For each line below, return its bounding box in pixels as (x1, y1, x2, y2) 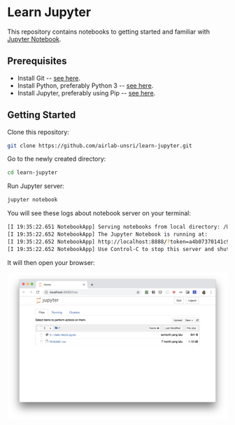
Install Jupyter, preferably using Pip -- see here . (17, 88, 156, 97)
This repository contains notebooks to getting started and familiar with (7, 27, 210, 36)
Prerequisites (7, 55, 67, 67)
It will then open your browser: (7, 258, 96, 267)
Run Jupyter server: (7, 182, 65, 190)
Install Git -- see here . (17, 74, 80, 82)
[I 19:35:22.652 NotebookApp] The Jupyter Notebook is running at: (7, 231, 208, 238)
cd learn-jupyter (7, 169, 58, 176)
